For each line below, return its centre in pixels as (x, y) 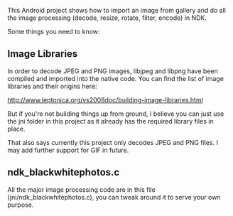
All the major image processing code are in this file (82, 189)
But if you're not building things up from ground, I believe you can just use (116, 114)
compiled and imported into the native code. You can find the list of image (115, 78)
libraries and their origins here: (52, 86)
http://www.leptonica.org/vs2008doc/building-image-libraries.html (105, 99)
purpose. (21, 205)
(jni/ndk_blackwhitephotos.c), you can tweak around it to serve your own (114, 197)
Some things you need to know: (54, 32)
